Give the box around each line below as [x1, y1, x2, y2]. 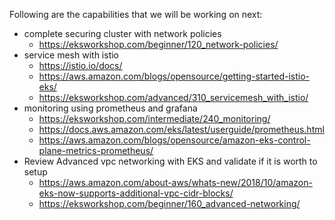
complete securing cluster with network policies [23, 28, 222, 39]
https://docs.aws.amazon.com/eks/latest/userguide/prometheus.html [38, 124, 325, 135]
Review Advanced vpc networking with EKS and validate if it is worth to [23, 155, 318, 167]
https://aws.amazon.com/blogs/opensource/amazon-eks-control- [38, 134, 311, 146]
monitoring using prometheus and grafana [23, 102, 198, 114]
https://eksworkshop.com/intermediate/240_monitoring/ [38, 113, 271, 124]
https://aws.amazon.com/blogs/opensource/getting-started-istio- [38, 70, 311, 82]
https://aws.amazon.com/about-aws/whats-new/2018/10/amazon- [38, 177, 313, 188]
